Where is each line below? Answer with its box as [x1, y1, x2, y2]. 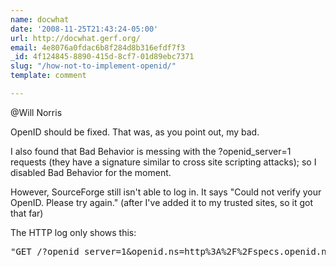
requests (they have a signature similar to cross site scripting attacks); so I [10, 156, 317, 168]
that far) [10, 207, 44, 219]
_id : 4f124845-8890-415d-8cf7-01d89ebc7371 [10, 52, 195, 62]
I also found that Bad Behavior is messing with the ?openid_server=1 [10, 145, 292, 157]
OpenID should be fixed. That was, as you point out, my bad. [10, 126, 260, 138]
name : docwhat [10, 14, 70, 25]
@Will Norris [10, 106, 63, 118]
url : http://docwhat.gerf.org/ [10, 33, 141, 43]
